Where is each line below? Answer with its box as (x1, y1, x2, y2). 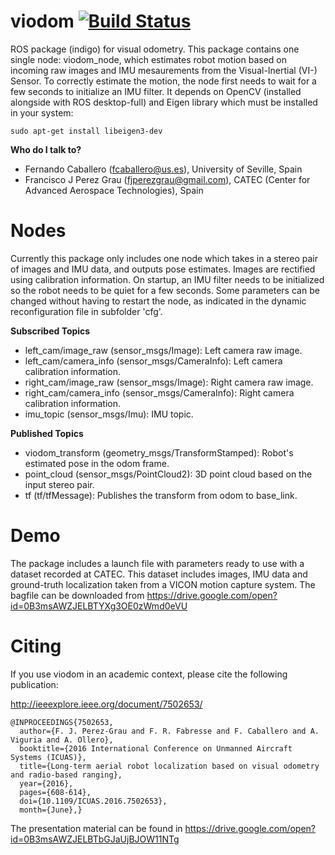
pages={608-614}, (19, 787, 92, 797)
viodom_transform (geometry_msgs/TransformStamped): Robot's (24, 446, 294, 459)
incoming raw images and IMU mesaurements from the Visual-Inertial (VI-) (10, 64, 318, 76)
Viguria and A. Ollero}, (10, 735, 114, 745)
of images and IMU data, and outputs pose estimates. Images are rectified (10, 263, 316, 275)
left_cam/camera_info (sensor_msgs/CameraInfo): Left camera (24, 355, 283, 367)
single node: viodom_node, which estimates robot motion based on (10, 53, 287, 65)
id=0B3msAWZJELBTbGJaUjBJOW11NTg (10, 833, 180, 845)
